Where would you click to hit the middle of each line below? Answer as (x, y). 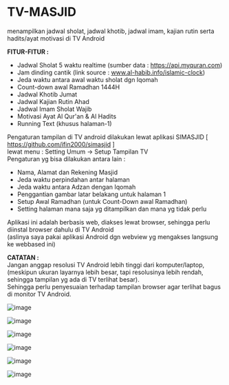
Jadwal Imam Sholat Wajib (54, 109)
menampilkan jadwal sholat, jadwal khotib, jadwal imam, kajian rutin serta (111, 31)
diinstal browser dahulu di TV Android (61, 229)
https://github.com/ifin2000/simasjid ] (61, 144)
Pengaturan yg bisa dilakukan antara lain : (66, 158)
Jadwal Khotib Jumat (47, 94)
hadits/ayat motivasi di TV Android (56, 38)
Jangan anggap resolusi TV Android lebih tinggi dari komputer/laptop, (106, 264)
